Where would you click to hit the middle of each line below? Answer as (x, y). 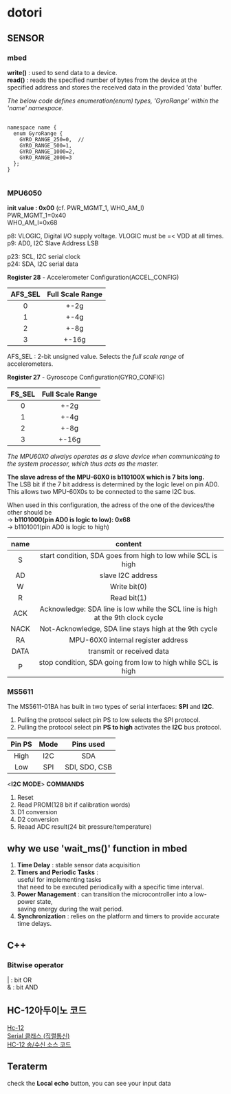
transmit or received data (129, 651)
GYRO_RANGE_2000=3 (46, 157)
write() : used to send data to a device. (63, 72)
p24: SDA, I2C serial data (43, 264)
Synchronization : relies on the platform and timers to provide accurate (118, 916)
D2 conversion (38, 819)
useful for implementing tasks (59, 880)
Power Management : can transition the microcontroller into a (104, 894)
